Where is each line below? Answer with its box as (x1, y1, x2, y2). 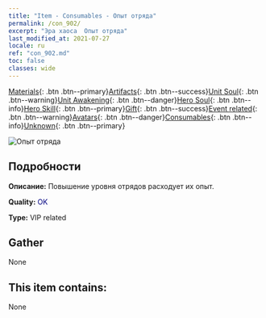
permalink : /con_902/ (8, 19, 81, 27)
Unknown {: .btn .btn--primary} (23, 120, 126, 130)
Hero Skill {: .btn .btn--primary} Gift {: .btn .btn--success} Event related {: (23, 103, 258, 113)
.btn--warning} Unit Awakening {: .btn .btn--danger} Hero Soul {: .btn (8, 94, 231, 105)
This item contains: (8, 280, 107, 295)
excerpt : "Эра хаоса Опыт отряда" (8, 27, 128, 35)
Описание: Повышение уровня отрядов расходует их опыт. (8, 181, 215, 190)
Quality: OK (8, 197, 48, 207)
